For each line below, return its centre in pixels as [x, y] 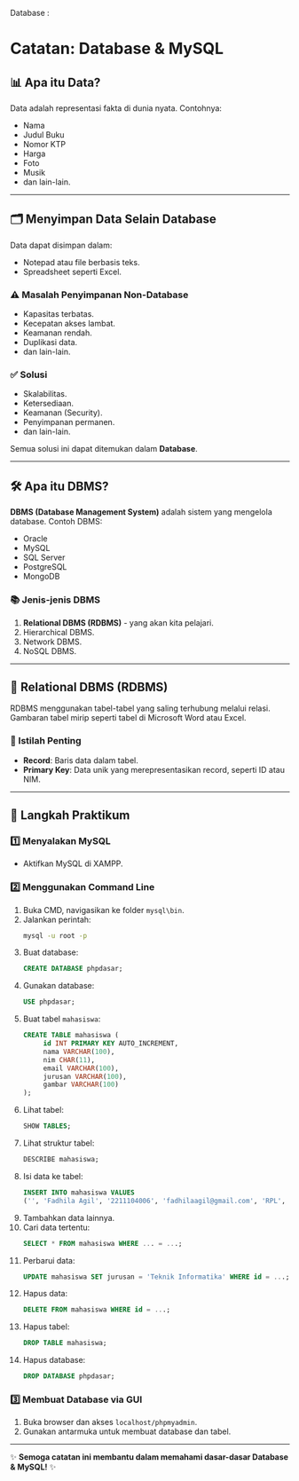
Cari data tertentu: [56, 1227]
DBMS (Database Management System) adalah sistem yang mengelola [142, 512]
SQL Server [44, 557]
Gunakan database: [59, 986]
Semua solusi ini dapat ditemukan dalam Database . [104, 449]
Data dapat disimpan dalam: [61, 245]
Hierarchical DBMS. [59, 632]
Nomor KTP [44, 144]
